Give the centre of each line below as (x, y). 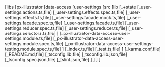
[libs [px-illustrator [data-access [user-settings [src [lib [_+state (71, 7)
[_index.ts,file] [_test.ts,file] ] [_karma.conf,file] (113, 49)
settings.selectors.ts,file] (30, 33)
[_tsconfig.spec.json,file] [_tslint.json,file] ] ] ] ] (53, 59)
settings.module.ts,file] (29, 38)
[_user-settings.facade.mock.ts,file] (89, 17)
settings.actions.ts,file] (29, 12)
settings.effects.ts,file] (28, 17)
